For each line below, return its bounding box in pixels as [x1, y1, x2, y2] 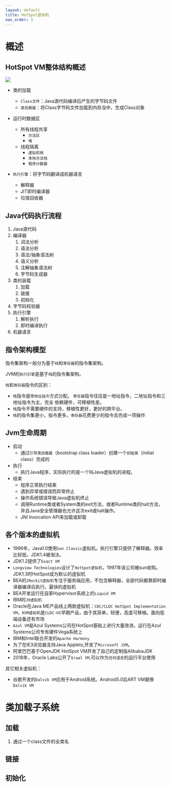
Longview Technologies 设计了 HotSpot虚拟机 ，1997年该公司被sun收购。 [12, 564, 161, 570]
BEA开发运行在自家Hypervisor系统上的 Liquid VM [12, 590, 116, 596]
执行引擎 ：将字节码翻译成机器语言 [12, 171, 83, 177]
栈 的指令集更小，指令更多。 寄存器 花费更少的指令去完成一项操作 [12, 412, 145, 418]
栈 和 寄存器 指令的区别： [5, 382, 52, 388]
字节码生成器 [20, 271, 48, 277]
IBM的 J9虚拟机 [12, 596, 42, 602]
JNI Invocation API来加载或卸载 [20, 514, 87, 520]
